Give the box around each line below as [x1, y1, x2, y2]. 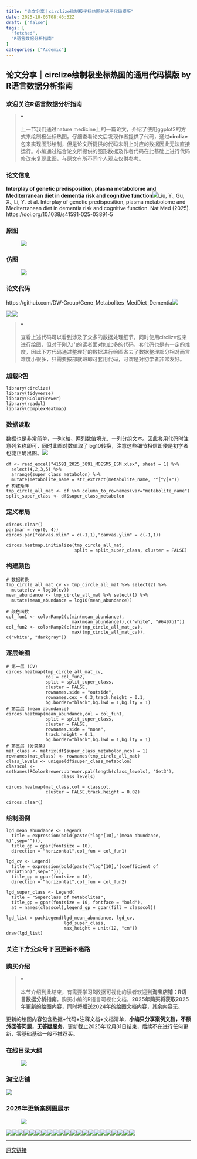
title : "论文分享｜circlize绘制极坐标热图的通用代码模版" [6, 8, 134, 15]
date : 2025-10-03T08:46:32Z [6, 14, 75, 20]
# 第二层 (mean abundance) [6, 706, 69, 712]
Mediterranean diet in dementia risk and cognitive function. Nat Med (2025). [6, 204, 191, 211]
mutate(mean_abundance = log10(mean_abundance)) [11, 597, 133, 603]
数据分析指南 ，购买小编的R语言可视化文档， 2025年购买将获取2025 [25, 995, 189, 1002]
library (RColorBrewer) [6, 396, 62, 401]
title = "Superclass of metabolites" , [11, 894, 107, 901]
